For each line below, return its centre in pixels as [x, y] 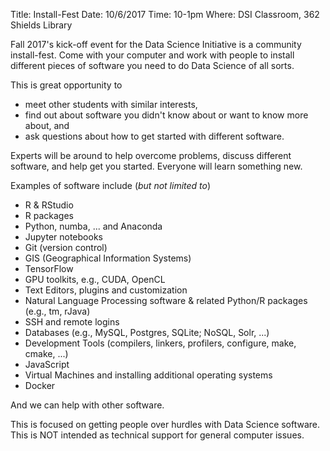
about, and [47, 125]
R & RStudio [49, 205]
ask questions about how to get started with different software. [154, 136]
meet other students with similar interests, [111, 104]
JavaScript [47, 364]
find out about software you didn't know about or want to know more [166, 115]
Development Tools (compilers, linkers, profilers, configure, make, [160, 343]
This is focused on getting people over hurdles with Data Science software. [165, 424]
